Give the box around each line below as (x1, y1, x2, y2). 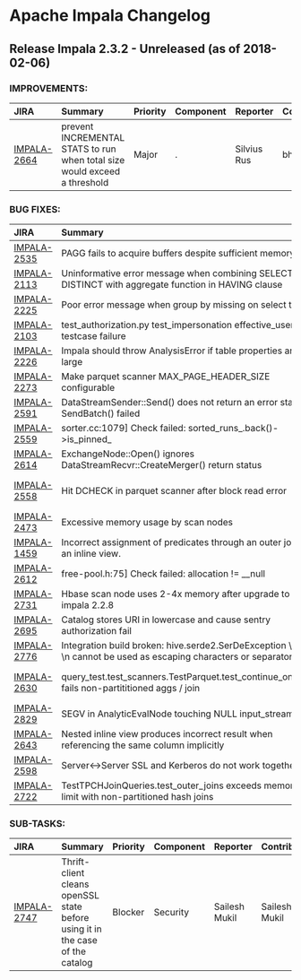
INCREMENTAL (61, 131, 125, 143)
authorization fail (61, 625, 133, 637)
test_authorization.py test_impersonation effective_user (61, 319, 295, 332)
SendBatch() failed (61, 407, 141, 420)
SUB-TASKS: (9, 818, 65, 830)
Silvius (235, 143, 263, 155)
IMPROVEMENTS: (9, 82, 88, 94)
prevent (61, 120, 94, 133)
